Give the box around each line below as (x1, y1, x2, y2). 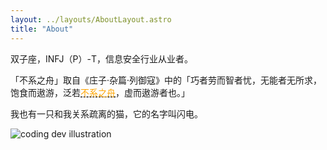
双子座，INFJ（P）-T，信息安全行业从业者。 (10, 52, 194, 65)
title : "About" (10, 24, 74, 34)
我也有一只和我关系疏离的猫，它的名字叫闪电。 (10, 107, 203, 120)
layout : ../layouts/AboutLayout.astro (10, 14, 172, 25)
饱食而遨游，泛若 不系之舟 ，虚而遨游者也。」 (10, 86, 190, 98)
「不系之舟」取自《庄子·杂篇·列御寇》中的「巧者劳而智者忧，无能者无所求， (10, 74, 323, 86)
